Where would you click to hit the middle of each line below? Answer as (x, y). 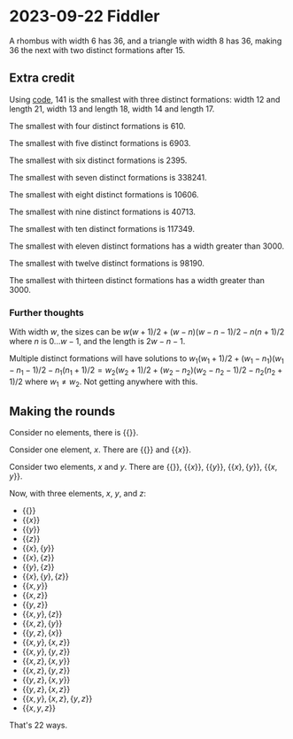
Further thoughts (46, 312)
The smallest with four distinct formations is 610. (97, 126)
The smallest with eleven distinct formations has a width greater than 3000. (147, 246)
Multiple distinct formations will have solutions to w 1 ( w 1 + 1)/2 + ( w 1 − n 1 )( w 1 (147, 359)
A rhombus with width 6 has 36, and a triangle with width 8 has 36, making (146, 41)
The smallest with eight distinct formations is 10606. (104, 194)
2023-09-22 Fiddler (85, 16)
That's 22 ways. (39, 725)
